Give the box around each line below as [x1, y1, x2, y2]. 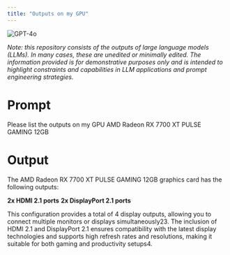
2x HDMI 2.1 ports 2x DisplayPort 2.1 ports [7, 196, 131, 205]
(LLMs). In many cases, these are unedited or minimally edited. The [7, 50, 201, 59]
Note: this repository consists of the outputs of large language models [7, 43, 209, 51]
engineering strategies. [7, 73, 74, 81]
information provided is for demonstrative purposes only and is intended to [7, 57, 223, 66]
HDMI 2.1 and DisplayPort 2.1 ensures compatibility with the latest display [7, 224, 217, 233]
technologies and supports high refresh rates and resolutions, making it [7, 232, 213, 240]
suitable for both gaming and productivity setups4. [7, 239, 153, 248]
